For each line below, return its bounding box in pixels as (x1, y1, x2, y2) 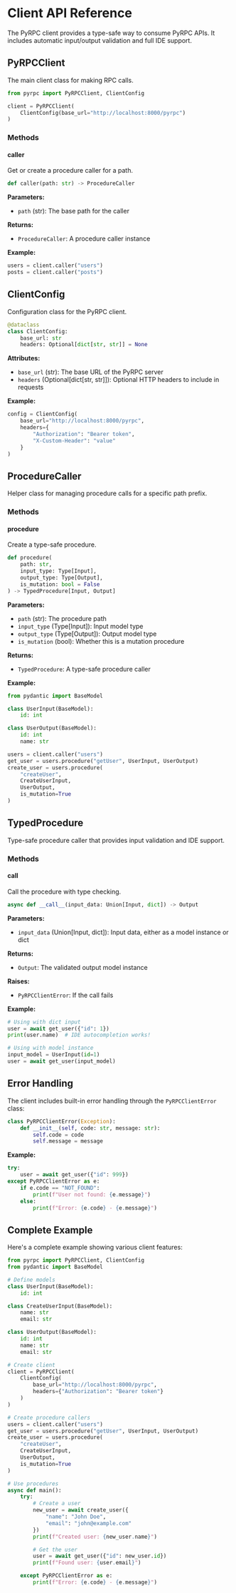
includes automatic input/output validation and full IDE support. (7, 36, 192, 44)
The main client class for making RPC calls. (7, 76, 134, 84)
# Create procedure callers (7, 1414, 91, 1421)
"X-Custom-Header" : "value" (33, 437, 116, 444)
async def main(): (7, 1487, 62, 1494)
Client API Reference (7, 5, 133, 21)
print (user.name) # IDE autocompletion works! (7, 1031, 151, 1039)
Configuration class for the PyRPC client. (7, 307, 127, 315)
